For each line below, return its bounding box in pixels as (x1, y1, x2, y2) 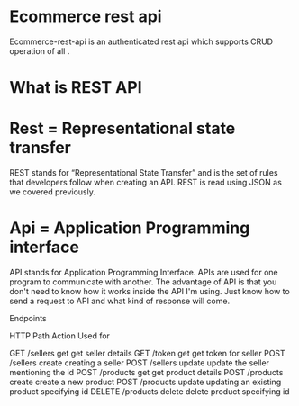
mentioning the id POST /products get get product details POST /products (9, 367, 284, 377)
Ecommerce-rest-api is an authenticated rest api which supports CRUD (9, 36, 273, 47)
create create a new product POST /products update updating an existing (9, 376, 282, 387)
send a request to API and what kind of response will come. (9, 295, 231, 306)
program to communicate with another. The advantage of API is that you (9, 276, 277, 287)
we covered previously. (9, 186, 96, 197)
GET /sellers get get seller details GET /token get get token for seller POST (9, 348, 285, 358)
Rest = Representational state (9, 119, 236, 139)
